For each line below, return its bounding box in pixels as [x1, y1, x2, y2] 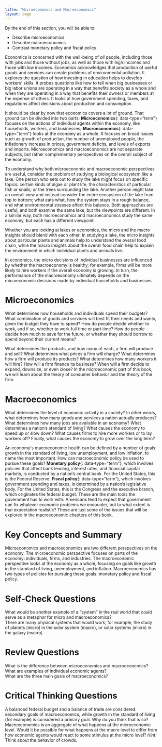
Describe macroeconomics [12, 39, 66, 45]
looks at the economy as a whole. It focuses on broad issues [33, 131, 154, 136]
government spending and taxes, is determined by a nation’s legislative [5, 481, 147, 487]
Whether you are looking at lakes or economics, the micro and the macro [5, 227, 150, 233]
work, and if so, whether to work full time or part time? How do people [5, 326, 145, 332]
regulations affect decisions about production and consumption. [5, 101, 133, 106]
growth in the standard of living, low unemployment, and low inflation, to [5, 450, 149, 456]
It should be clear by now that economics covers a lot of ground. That [5, 110, 144, 116]
